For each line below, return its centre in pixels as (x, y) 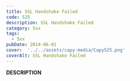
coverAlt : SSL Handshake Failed (46, 56)
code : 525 (18, 17)
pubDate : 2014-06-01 (32, 45)
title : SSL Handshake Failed (42, 12)
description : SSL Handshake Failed (50, 22)
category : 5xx (24, 28)
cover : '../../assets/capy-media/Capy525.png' (66, 50)
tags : (13, 34)
